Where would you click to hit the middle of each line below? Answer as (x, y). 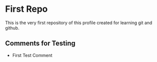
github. (12, 28)
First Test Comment (32, 55)
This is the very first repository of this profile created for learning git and (79, 23)
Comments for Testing (40, 44)
